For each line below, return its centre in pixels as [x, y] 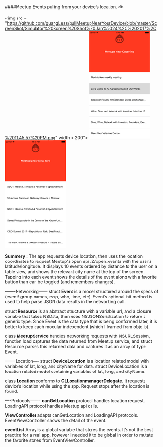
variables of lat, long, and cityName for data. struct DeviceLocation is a [76, 366]
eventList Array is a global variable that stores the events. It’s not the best [79, 430]
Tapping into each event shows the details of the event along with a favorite [81, 277]
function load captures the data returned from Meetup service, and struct [79, 341]
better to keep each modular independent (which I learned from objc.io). [77, 327]
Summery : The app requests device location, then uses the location [74, 256]
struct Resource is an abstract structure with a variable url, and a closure [78, 311]
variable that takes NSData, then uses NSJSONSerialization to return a [75, 317]
